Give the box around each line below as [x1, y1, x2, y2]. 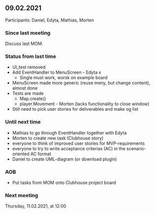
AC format [30, 151, 52, 157]
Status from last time [5, 53, 57, 60]
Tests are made [12, 90, 44, 96]
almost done [12, 85, 38, 91]
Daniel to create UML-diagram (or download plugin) [12, 156, 117, 162]
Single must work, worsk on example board [19, 75, 108, 81]
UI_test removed [12, 64, 46, 70]
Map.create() [19, 96, 46, 102]
